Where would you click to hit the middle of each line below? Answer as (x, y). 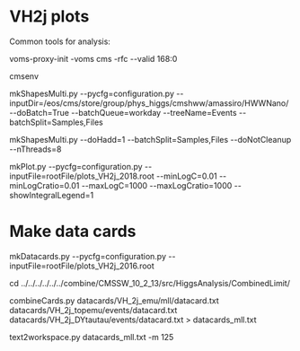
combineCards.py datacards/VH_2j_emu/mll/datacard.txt (115, 300)
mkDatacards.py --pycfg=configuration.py (88, 256)
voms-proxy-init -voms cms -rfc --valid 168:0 (93, 58)
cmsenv (24, 76)
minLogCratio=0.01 (44, 185)
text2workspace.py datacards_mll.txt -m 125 (92, 337)
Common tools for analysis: (60, 41)
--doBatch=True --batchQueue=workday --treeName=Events (123, 112)
